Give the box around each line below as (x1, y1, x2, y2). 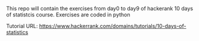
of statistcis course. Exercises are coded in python (6, 11, 130, 18)
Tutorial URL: (6, 23, 38, 29)
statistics (6, 29, 29, 36)
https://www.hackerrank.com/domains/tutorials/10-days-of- (39, 23, 186, 29)
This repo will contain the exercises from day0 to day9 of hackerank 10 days (6, 5, 194, 12)
